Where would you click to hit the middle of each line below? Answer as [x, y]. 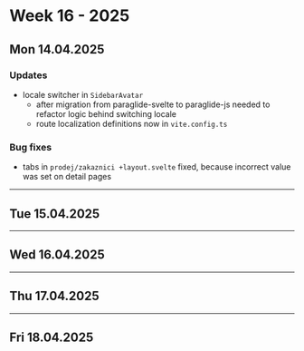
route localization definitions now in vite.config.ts [132, 123]
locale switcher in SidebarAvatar [83, 94]
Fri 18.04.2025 [52, 337]
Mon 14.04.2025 [57, 49]
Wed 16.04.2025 [57, 255]
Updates [28, 75]
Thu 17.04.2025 [54, 296]
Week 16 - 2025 [70, 16]
